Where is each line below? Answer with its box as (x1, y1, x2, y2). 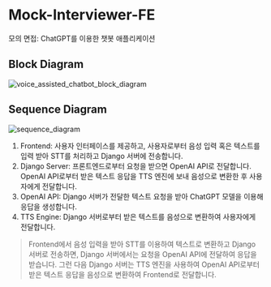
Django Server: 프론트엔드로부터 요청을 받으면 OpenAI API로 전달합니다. (19, 161, 252, 171)
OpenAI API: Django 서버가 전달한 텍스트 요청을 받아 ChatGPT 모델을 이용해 (19, 191, 264, 201)
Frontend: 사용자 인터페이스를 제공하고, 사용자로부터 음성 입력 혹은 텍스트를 (19, 140, 260, 151)
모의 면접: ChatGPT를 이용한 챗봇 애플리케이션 (8, 33, 156, 43)
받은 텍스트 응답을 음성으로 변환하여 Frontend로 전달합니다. (28, 269, 217, 279)
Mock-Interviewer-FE (8, 6, 156, 24)
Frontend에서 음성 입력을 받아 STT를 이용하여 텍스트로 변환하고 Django (28, 239, 256, 249)
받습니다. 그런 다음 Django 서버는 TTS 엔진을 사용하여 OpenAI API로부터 (28, 259, 260, 269)
